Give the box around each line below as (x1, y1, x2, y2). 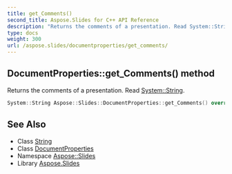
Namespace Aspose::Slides (17, 151, 96, 159)
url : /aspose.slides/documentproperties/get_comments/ (7, 42, 168, 49)
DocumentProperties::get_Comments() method (7, 68, 215, 79)
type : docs (7, 29, 39, 37)
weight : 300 (7, 36, 41, 43)
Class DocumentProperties (17, 144, 95, 153)
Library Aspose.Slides (17, 159, 80, 167)
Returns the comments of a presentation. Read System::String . (7, 86, 185, 94)
